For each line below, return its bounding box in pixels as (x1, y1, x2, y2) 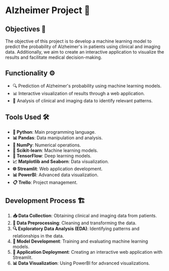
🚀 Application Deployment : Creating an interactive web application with (12, 249, 163, 255)
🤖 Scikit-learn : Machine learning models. (12, 147, 98, 153)
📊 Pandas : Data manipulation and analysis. (12, 134, 103, 141)
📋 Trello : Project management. (12, 179, 78, 185)
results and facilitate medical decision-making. (5, 54, 102, 60)
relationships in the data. (12, 233, 64, 239)
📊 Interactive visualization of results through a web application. (12, 90, 145, 96)
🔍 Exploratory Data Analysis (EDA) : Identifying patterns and (12, 225, 140, 232)
